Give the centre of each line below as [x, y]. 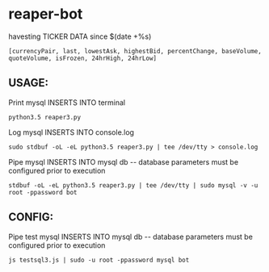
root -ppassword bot [43, 192]
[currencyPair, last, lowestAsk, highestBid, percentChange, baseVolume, [135, 51]
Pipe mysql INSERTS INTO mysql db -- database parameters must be [124, 161]
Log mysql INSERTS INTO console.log [71, 132]
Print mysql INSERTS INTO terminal [67, 103]
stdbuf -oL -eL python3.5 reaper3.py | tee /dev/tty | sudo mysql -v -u [133, 185]
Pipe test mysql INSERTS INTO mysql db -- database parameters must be [130, 236]
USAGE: [29, 83]
